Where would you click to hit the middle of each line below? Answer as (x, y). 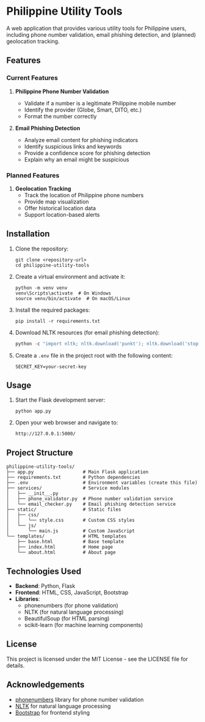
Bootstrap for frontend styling (52, 712)
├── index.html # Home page (65, 547)
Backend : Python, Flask (45, 586)
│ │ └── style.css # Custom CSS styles (71, 521)
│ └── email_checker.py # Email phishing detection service (91, 504)
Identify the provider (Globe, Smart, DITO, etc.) (83, 110)
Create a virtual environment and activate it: (70, 276)
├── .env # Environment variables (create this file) (102, 483)
